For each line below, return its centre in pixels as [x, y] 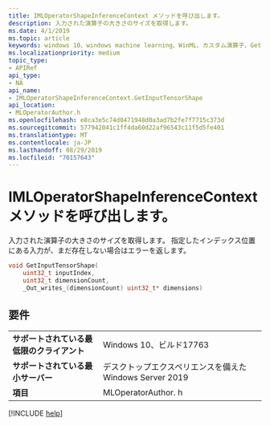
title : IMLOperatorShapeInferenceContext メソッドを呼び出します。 [116, 16]
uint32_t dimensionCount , [66, 280]
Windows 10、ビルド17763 [156, 344]
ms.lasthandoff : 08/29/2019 [55, 150]
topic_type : [28, 61]
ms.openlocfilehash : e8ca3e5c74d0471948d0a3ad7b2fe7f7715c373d [117, 120]
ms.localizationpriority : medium [64, 53]
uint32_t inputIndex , [59, 274]
